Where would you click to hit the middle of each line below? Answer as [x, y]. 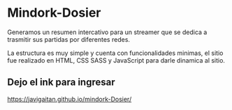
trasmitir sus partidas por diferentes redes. [69, 39]
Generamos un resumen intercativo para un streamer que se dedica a [107, 32]
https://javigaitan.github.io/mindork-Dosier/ [70, 99]
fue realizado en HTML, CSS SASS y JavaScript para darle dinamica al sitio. [116, 60]
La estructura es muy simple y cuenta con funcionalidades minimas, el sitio [115, 53]
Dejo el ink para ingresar [61, 82]
